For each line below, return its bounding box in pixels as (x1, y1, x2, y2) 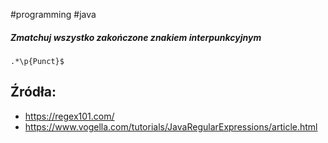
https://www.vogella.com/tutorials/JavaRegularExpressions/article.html (24, 120, 318, 133)
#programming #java (10, 9, 97, 20)
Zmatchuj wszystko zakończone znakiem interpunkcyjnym (10, 31, 262, 43)
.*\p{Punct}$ (10, 56, 65, 66)
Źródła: (10, 84, 57, 101)
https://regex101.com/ (24, 110, 115, 122)
